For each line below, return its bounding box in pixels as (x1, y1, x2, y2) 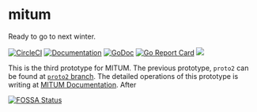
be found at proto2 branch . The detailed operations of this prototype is (8, 71, 239, 80)
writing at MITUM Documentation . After (8, 80, 137, 89)
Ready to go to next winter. (8, 32, 96, 41)
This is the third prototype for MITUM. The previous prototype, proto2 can (8, 63, 249, 73)
